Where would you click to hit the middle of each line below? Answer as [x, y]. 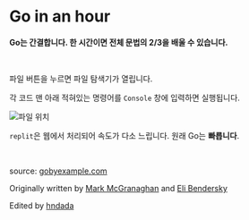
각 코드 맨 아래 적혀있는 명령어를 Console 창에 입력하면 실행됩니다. [124, 97]
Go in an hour [60, 17]
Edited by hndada [42, 205]
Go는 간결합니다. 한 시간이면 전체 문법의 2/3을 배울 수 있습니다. [119, 42]
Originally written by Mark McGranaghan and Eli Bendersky [119, 188]
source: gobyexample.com [58, 171]
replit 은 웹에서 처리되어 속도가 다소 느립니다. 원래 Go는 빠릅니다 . [124, 135]
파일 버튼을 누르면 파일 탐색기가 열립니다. [81, 79]
